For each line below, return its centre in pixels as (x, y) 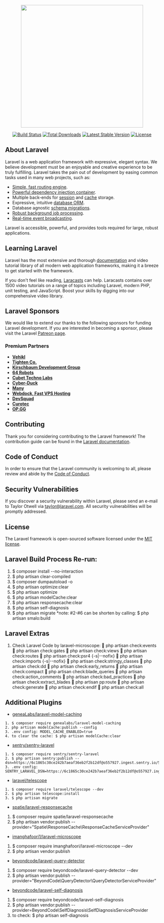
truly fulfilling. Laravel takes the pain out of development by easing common (82, 172)
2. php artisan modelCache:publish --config (51, 728)
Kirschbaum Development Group (46, 367)
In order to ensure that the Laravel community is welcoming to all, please (78, 469)
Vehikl (19, 357)
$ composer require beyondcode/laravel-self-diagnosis (68, 900)
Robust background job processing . (48, 213)
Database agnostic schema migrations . (51, 208)
